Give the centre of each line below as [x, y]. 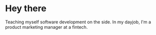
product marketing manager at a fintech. [46, 27]
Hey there [26, 9]
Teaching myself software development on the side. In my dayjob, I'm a [78, 22]
